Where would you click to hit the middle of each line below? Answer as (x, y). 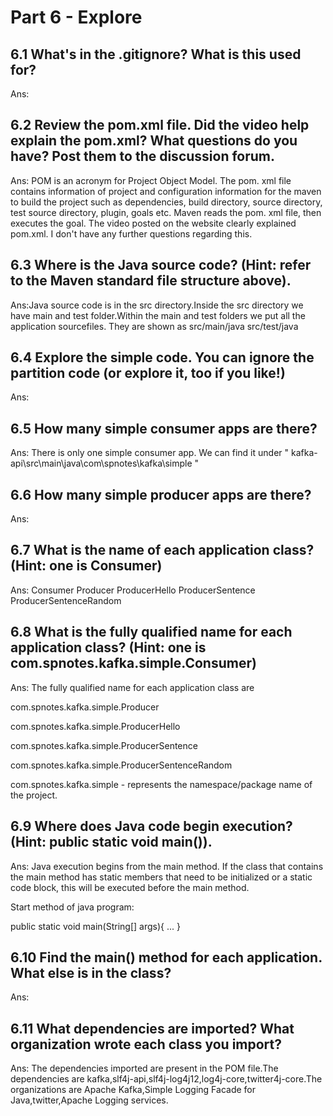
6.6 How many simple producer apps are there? (161, 494)
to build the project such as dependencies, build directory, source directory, (166, 202)
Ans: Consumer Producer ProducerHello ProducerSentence (133, 590)
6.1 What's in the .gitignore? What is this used (156, 54)
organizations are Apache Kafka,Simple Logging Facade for (133, 1090)
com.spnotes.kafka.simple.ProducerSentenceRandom (121, 765)
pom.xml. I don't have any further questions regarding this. (131, 233)
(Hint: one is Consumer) (86, 566)
